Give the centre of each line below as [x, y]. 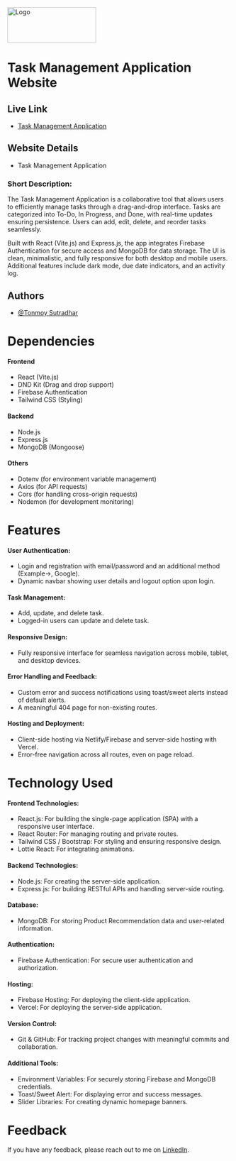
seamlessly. [24, 229]
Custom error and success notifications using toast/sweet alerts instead [123, 692]
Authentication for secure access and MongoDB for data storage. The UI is [116, 251]
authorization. [38, 967]
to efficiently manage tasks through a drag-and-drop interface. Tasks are [114, 207]
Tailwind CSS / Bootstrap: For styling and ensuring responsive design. [119, 842]
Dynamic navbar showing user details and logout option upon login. [116, 581]
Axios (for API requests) [52, 486]
